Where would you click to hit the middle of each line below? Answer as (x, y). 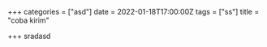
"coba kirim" (28, 20)
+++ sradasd (29, 36)
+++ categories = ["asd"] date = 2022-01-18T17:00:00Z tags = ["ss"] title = (133, 12)
